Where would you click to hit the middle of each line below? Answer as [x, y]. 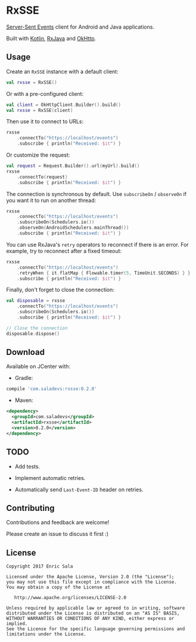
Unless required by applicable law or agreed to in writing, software [96, 608]
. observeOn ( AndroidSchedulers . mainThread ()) [73, 228]
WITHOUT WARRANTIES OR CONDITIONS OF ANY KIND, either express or [90, 619]
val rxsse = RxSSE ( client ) [40, 110]
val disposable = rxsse [36, 301]
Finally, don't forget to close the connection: [60, 290]
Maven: [24, 400]
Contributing [30, 508]
